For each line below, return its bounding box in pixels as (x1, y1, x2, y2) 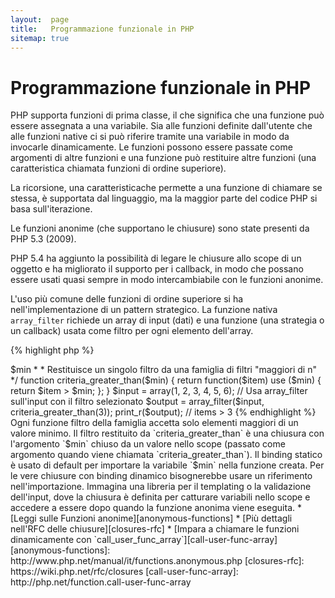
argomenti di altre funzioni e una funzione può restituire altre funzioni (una (10, 152, 317, 164)
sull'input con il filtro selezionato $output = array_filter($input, (10, 396, 265, 408)
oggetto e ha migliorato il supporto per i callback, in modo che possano (10, 263, 304, 275)
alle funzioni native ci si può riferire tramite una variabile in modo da (10, 131, 290, 143)
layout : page (10, 14, 70, 25)
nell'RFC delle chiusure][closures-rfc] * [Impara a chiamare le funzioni (10, 523, 300, 535)
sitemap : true (10, 33, 70, 43)
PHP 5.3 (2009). (10, 233, 77, 245)
